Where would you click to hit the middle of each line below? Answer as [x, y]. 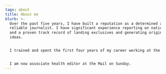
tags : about [17, 10]
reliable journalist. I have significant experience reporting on [79, 28]
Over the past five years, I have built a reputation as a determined [84, 23]
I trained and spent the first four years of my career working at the [85, 50]
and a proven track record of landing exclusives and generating [78, 33]
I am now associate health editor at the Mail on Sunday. [71, 64]
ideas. [16, 37]
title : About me [22, 14]
